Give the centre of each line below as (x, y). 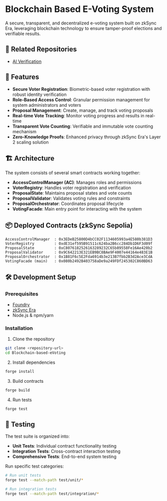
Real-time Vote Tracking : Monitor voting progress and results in (78, 115)
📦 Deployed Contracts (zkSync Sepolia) (69, 225)
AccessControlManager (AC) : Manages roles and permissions (77, 183)
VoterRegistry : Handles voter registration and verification (72, 188)
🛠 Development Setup (41, 277)
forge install (20, 371)
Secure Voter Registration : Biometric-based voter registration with (81, 89)
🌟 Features (22, 77)
